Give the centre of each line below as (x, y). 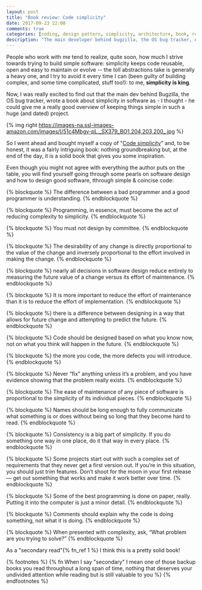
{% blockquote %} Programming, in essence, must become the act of (92, 210)
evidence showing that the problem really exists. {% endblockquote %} (94, 380)
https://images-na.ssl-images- (76, 125)
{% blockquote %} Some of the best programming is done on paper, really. (99, 496)
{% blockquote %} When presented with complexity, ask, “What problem (96, 532)
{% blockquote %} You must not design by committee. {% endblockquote (97, 228)
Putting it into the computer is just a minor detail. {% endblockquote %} (94, 502)
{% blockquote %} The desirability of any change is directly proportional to (99, 246)
